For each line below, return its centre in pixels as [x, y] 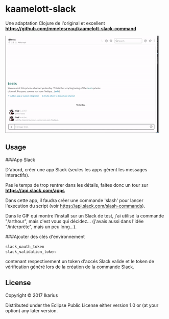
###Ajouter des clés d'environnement [45, 236]
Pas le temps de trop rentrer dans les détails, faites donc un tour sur [77, 185]
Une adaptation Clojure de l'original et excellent [55, 23]
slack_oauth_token [25, 247]
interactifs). [17, 175]
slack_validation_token [31, 252]
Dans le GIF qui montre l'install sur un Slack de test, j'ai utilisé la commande [85, 215]
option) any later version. [31, 310]
